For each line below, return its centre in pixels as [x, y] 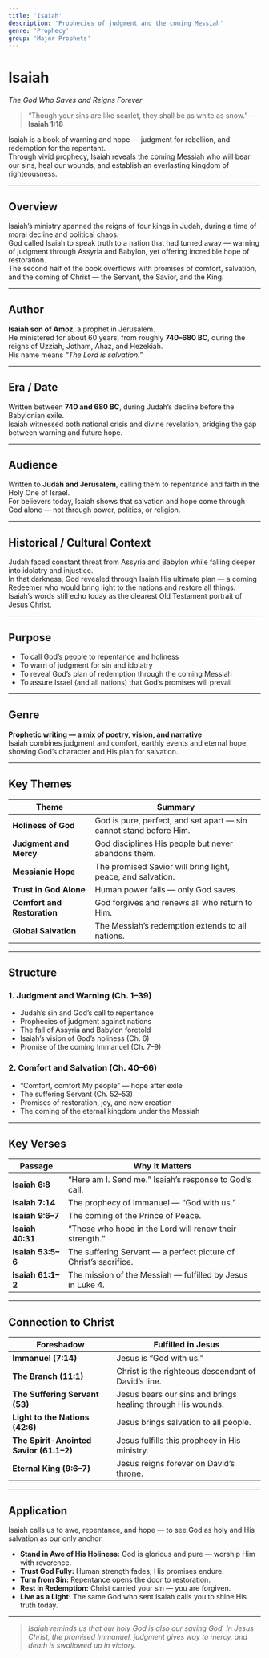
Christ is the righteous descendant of [186, 1372]
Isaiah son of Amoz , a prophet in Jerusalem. [82, 329]
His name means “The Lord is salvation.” [76, 355]
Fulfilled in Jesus [187, 1345]
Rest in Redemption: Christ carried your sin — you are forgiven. [125, 1588]
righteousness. [33, 174]
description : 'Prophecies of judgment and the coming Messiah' [116, 23]
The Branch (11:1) [48, 1376]
